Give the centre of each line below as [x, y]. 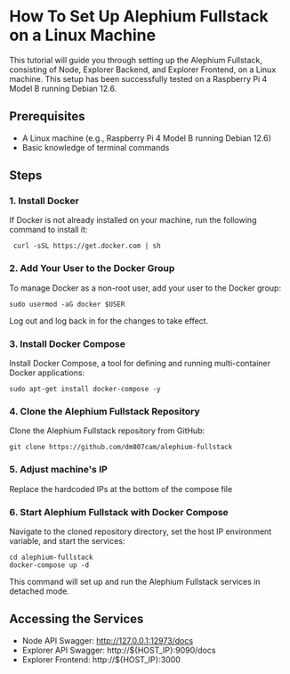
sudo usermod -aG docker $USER [67, 304]
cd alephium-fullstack [51, 557]
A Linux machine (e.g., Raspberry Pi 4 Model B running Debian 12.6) [146, 138]
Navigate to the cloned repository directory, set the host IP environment [141, 531]
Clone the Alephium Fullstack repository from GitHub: [107, 431]
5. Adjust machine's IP [59, 470]
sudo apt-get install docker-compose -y [85, 390]
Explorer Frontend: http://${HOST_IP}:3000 [101, 659]
